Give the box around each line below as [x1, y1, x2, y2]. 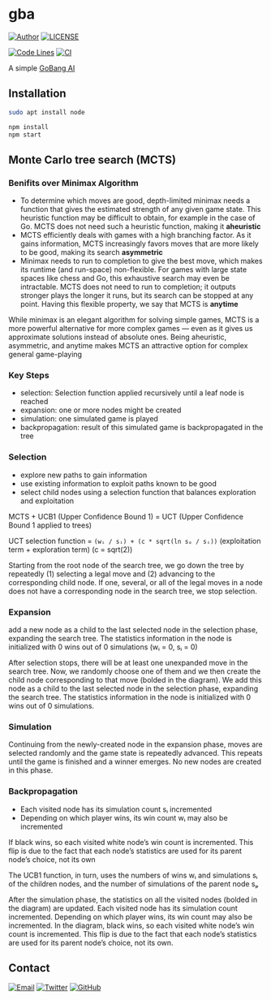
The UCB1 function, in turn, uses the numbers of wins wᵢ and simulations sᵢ [8, 870, 258, 880]
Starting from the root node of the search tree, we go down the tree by [8, 560, 244, 570]
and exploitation [19, 496, 75, 506]
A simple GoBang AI [8, 62, 75, 73]
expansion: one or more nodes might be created [19, 405, 182, 415]
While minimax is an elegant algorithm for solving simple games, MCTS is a [8, 315, 260, 325]
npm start [8, 131, 42, 139]
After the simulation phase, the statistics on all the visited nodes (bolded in [8, 894, 258, 904]
